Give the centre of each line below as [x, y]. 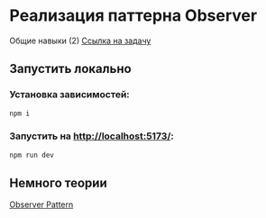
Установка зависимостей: [70, 95]
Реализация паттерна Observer [133, 16]
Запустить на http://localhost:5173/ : [92, 136]
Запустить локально [71, 69]
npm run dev [32, 155]
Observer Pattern [41, 204]
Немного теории [58, 183]
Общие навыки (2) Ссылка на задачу [80, 41]
